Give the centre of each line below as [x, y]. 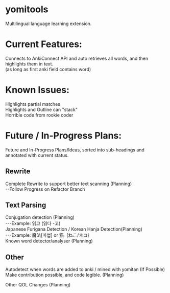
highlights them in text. [29, 64]
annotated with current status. [37, 155]
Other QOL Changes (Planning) [38, 285]
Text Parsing [26, 205]
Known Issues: [38, 90]
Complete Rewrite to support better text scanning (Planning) [69, 184]
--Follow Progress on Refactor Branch [45, 189]
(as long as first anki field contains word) [48, 69]
